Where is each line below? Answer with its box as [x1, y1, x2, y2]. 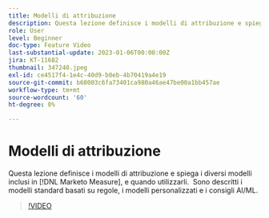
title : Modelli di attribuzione [8, 11, 116, 20]
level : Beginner [8, 34, 62, 42]
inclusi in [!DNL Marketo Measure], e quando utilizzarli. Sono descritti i [8, 177, 243, 187]
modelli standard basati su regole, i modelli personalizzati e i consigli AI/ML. [8, 185, 259, 196]
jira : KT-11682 [8, 57, 59, 65]
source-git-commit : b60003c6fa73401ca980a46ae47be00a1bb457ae [8, 78, 220, 86]
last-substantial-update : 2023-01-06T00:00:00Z [8, 49, 171, 57]
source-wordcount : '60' [8, 93, 88, 101]
